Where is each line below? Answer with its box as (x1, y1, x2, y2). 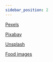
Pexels (5, 21, 19, 27)
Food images (5, 51, 32, 57)
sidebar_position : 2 (5, 7, 49, 13)
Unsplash (5, 41, 25, 47)
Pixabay (5, 31, 22, 37)
